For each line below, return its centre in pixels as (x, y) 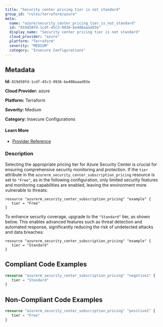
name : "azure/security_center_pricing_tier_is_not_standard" (73, 23)
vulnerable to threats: (26, 190)
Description (19, 154)
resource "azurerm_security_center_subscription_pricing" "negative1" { (80, 275)
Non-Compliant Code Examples (54, 300)
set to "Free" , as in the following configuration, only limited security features (81, 180)
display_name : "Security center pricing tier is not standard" (75, 32)
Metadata (20, 70)
